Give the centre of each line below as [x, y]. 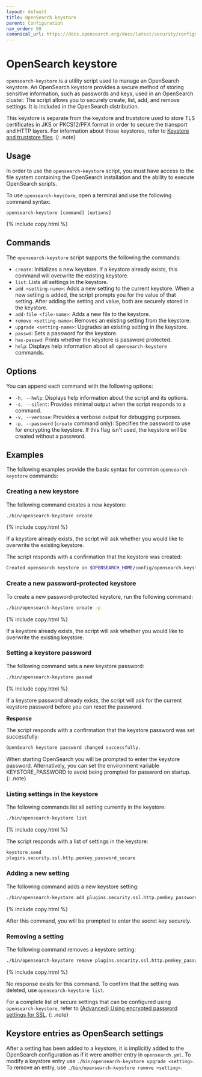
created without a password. [50, 436]
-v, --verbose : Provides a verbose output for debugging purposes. [98, 417]
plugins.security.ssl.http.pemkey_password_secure [71, 858]
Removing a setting [35, 936]
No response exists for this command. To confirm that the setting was [93, 984]
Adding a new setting [38, 873]
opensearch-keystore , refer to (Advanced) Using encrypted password [92, 1008]
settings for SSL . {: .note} [38, 1014]
